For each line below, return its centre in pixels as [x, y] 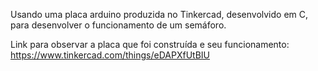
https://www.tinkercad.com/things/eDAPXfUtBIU [110, 55]
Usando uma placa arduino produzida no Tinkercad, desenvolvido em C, [159, 14]
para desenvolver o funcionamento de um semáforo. [118, 25]
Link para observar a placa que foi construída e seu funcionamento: [150, 44]
